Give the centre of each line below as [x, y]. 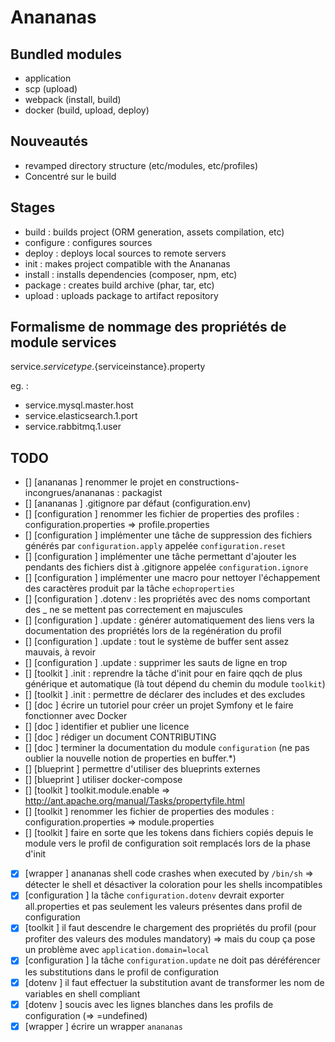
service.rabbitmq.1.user [73, 427]
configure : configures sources [88, 242]
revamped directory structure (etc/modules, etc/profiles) [141, 165]
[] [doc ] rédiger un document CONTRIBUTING [120, 737]
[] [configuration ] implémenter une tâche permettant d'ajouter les [160, 557]
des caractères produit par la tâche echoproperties [129, 588]
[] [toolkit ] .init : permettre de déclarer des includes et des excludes [165, 695]
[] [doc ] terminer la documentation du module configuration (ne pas [167, 748]
